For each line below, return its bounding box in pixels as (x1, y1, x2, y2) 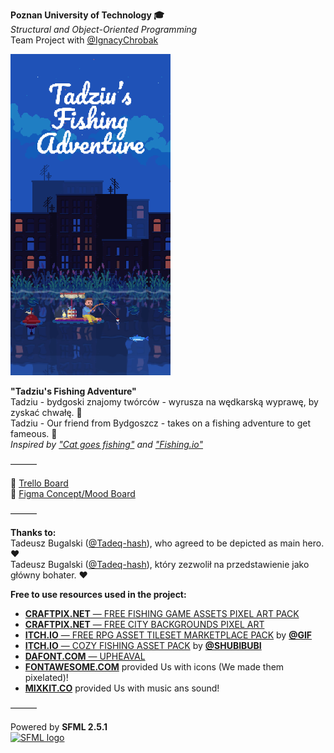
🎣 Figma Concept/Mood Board (10, 488, 136, 499)
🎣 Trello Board (10, 477, 69, 489)
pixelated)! (24, 672, 69, 683)
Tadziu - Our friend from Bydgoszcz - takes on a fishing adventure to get (10, 417, 311, 429)
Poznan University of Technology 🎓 (10, 9, 165, 21)
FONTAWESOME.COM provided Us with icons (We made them (24, 661, 285, 673)
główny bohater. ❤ (10, 569, 88, 581)
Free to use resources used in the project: (10, 589, 187, 600)
